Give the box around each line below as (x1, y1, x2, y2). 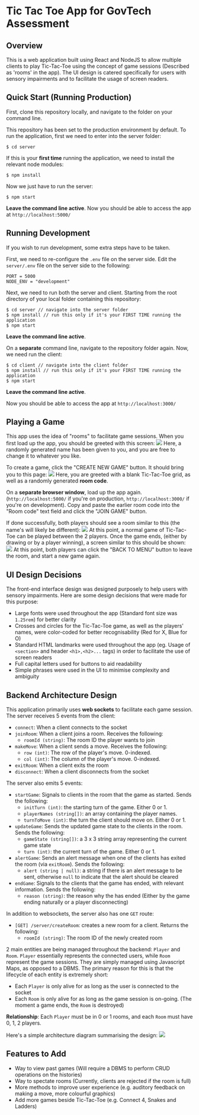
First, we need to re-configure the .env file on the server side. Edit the (6, 255, 176, 262)
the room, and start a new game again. (6, 552, 101, 560)
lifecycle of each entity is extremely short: (6, 971, 108, 978)
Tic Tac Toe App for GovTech (6, 4, 152, 18)
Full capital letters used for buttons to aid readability (14, 660, 142, 668)
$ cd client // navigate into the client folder (6, 362, 129, 368)
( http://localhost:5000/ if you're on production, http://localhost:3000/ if (6, 495, 190, 502)
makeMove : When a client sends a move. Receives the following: (14, 743, 168, 750)
